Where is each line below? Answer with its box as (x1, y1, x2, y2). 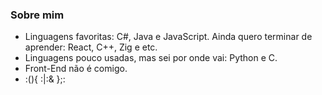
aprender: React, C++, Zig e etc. (24, 41, 158, 53)
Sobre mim (10, 8, 65, 22)
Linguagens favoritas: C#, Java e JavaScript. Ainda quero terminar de (24, 31, 313, 43)
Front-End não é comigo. (24, 63, 128, 75)
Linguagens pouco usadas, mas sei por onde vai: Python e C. (24, 52, 278, 64)
